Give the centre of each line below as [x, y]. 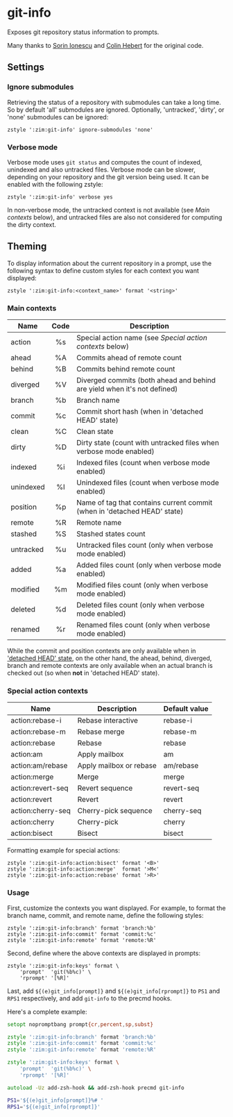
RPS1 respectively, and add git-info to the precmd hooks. [89, 998]
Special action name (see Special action [142, 338]
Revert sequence [105, 788]
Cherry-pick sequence [115, 811]
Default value [186, 709]
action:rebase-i [36, 721]
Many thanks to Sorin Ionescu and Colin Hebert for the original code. [105, 45]
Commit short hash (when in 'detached [139, 412]
